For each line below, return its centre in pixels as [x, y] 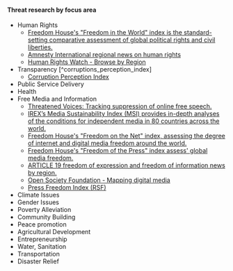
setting [38, 40]
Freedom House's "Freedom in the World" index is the [105, 33]
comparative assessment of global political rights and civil [132, 40]
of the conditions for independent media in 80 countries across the [124, 121]
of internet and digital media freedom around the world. [107, 143]
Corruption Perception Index [68, 77]
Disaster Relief [38, 261]
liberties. [40, 47]
